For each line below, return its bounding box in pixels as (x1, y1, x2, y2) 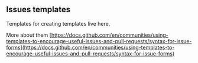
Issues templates (6, 5, 71, 15)
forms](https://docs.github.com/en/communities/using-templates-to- (6, 44, 175, 51)
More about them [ (6, 32, 52, 38)
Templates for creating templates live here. (6, 20, 111, 27)
